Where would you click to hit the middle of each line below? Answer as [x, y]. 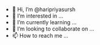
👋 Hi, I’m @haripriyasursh [44, 9]
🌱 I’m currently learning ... [44, 22]
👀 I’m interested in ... [38, 16]
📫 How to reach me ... [40, 36]
